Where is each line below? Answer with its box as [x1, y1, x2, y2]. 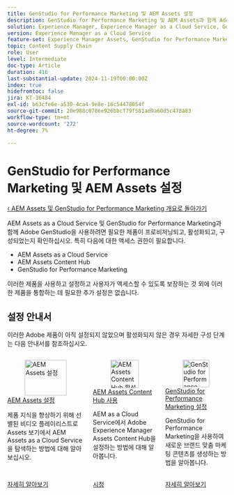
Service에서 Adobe [93, 418, 147, 426]
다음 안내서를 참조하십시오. [14, 340, 88, 348]
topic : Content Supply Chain [7, 43, 92, 49]
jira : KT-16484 [7, 95, 52, 102]
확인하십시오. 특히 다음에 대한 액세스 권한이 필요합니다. [37, 236, 186, 245]
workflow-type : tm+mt [7, 114, 70, 121]
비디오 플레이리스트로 [19, 419, 79, 427]
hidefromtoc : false [7, 88, 64, 95]
